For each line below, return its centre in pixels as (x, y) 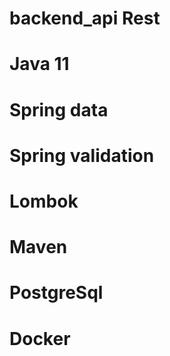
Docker (40, 338)
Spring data (59, 109)
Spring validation (82, 155)
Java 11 (39, 64)
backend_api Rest (85, 18)
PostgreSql (56, 293)
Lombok (44, 201)
